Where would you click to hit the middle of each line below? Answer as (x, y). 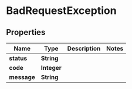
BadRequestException (61, 11)
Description (84, 49)
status (18, 58)
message (22, 77)
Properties (26, 32)
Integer (51, 68)
